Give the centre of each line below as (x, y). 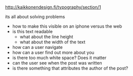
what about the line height (46, 37)
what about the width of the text (52, 42)
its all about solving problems (35, 17)
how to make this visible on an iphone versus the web (67, 26)
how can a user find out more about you (53, 52)
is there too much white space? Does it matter (59, 58)
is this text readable (33, 31)
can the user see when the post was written (57, 63)
